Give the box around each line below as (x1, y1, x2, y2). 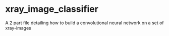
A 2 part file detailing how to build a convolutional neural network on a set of (5, 20, 164, 26)
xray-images (5, 25, 31, 31)
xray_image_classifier (5, 3, 98, 15)
